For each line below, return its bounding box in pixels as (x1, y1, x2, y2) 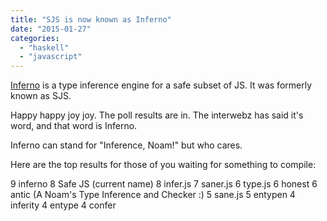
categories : (10, 33, 60, 43)
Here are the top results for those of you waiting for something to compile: (10, 159, 317, 171)
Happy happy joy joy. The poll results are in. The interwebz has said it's (10, 109, 304, 121)
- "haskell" (19, 42, 70, 53)
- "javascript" (19, 52, 83, 62)
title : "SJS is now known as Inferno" (10, 14, 172, 25)
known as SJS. (10, 90, 72, 102)
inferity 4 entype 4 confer (10, 199, 117, 211)
